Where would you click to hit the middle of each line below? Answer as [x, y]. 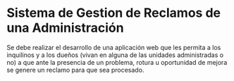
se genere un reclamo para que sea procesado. [75, 70]
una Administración [65, 28]
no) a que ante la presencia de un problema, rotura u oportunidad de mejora [117, 62]
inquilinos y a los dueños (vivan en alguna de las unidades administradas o [115, 55]
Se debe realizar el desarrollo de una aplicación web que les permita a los [114, 47]
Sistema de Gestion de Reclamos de [114, 13]
